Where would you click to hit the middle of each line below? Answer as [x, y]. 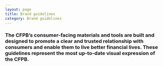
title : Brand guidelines [30, 14]
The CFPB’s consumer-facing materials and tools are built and [80, 35]
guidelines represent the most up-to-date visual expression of [80, 53]
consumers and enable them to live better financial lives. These [81, 47]
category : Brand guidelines [34, 18]
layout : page [18, 9]
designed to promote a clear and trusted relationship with [74, 41]
